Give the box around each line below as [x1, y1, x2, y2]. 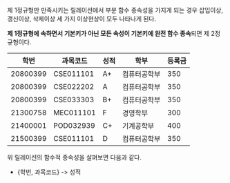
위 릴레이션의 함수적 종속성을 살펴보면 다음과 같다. [7, 153, 142, 161]
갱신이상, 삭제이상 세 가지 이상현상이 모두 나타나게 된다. [7, 15, 157, 23]
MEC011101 [53, 108, 97, 117]
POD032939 [53, 121, 95, 130]
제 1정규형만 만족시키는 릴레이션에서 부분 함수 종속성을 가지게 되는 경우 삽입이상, [7, 6, 223, 14]
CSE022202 [53, 82, 95, 91]
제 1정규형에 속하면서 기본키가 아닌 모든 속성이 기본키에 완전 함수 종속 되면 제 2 [7, 30, 215, 37]
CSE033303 [53, 95, 95, 104]
